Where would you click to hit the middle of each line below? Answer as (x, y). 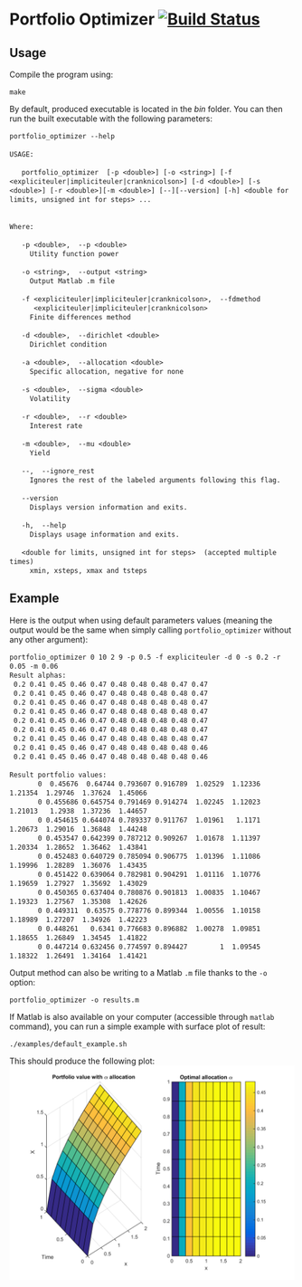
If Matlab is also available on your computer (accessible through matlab (142, 1016)
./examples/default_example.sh (68, 1044)
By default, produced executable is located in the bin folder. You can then (146, 109)
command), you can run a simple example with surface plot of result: (137, 1026)
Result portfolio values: (58, 775)
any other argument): (49, 639)
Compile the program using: (61, 74)
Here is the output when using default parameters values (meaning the (141, 620)
